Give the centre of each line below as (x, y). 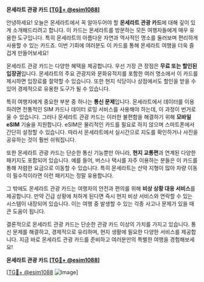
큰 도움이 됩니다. (26, 211)
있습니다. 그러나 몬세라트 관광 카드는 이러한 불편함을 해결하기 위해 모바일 (105, 117)
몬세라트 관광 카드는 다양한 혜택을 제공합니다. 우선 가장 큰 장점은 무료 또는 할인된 (102, 66)
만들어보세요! (33, 53)
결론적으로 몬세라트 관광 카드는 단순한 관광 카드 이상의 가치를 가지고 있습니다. (98, 224)
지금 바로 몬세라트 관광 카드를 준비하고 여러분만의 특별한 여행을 (94, 239)
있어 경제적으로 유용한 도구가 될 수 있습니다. (58, 89)
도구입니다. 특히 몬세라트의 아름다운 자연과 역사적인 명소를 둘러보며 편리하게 (108, 38)
